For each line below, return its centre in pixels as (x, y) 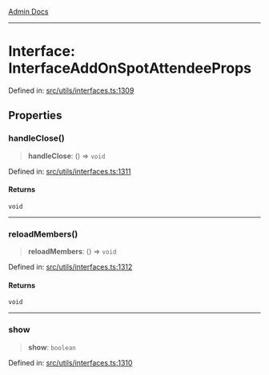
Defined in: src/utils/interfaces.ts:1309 (71, 90)
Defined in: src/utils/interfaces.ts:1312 (70, 267)
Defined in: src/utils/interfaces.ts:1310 (70, 362)
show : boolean (52, 347)
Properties (35, 116)
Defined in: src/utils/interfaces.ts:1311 (70, 171)
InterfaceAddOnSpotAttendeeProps (130, 68)
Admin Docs (28, 12)
